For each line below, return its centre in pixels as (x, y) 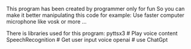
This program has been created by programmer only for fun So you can (95, 9)
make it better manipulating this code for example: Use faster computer (95, 15)
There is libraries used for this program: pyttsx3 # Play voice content (92, 33)
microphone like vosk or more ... (46, 21)
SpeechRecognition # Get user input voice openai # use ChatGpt (87, 40)
